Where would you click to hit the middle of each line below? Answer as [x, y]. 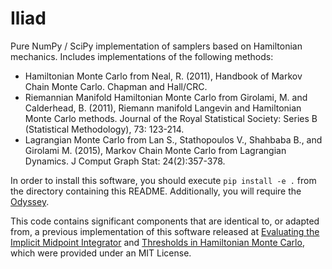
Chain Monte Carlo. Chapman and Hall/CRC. [116, 86]
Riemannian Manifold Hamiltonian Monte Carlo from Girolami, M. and [166, 97]
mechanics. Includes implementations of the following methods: [142, 56]
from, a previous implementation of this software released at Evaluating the [165, 231]
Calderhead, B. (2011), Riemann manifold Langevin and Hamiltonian [163, 108]
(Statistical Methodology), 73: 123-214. [104, 129]
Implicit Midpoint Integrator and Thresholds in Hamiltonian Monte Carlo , [157, 242]
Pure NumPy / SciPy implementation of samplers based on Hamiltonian [156, 46]
